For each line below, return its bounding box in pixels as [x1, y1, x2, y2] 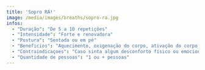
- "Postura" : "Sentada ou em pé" [12, 37, 97, 43]
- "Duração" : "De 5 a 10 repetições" [12, 26, 108, 32]
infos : [6, 20, 23, 26]
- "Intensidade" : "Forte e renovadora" [12, 32, 113, 38]
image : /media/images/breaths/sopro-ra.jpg [6, 15, 119, 21]
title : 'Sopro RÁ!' [6, 9, 56, 15]
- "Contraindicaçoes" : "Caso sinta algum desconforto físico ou [12, 49, 179, 55]
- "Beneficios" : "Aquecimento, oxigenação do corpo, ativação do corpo [12, 43, 198, 49]
